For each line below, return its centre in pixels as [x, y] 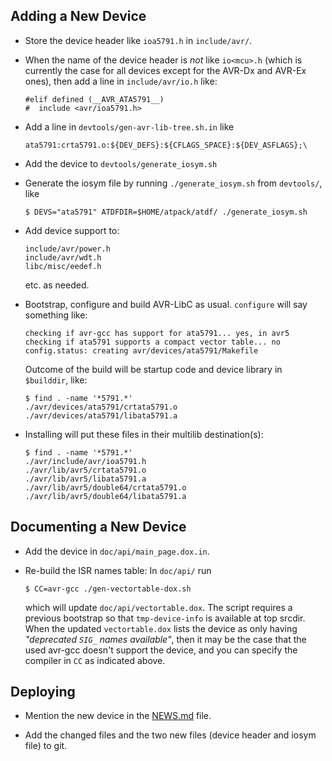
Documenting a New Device [98, 527]
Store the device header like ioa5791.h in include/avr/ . [138, 40]
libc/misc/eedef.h [63, 266]
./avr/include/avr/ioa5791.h [85, 461]
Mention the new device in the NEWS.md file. [118, 716]
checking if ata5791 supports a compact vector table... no [152, 342]
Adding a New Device [78, 16]
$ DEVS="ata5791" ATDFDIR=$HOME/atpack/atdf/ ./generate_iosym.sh [166, 212]
